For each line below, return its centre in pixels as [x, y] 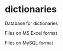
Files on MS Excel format [31, 33]
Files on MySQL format [29, 43]
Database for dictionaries [31, 23]
